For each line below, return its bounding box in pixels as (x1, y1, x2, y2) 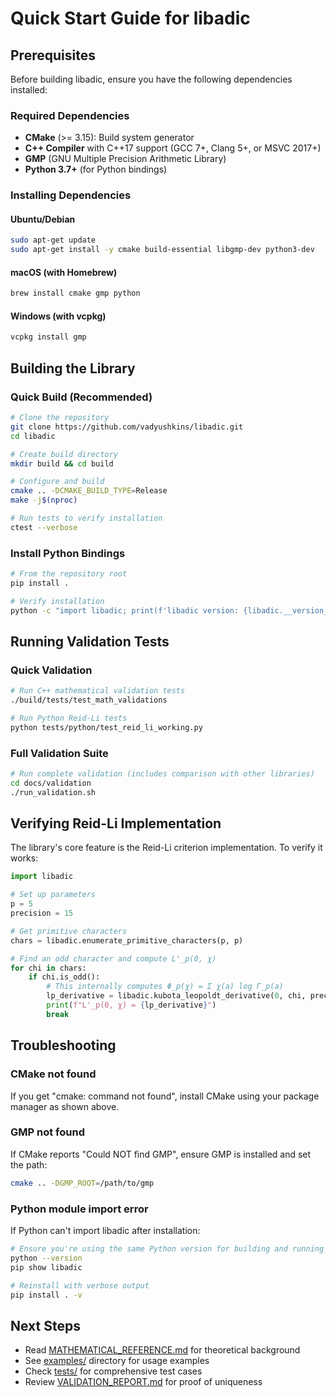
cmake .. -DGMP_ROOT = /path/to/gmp (10, 1178, 155, 1188)
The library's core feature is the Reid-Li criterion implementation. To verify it (10, 842, 323, 854)
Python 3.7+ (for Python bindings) (24, 163, 168, 176)
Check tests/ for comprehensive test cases (24, 1365, 203, 1377)
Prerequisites (10, 47, 96, 64)
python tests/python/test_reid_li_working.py (10, 722, 203, 732)
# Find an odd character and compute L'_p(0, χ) (10, 953, 217, 964)
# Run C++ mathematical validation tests (10, 686, 186, 696)
